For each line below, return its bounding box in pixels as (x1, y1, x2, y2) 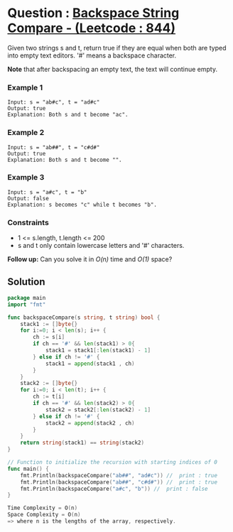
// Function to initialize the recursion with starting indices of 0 (7, 459, 218, 466)
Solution (7, 276, 45, 288)
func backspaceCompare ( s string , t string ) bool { (7, 314, 161, 321)
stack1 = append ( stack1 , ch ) (45, 360, 135, 367)
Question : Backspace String (7, 5, 180, 21)
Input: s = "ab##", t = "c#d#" (7, 143, 100, 151)
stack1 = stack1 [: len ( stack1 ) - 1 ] (45, 347, 151, 354)
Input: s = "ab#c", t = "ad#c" (7, 99, 100, 106)
